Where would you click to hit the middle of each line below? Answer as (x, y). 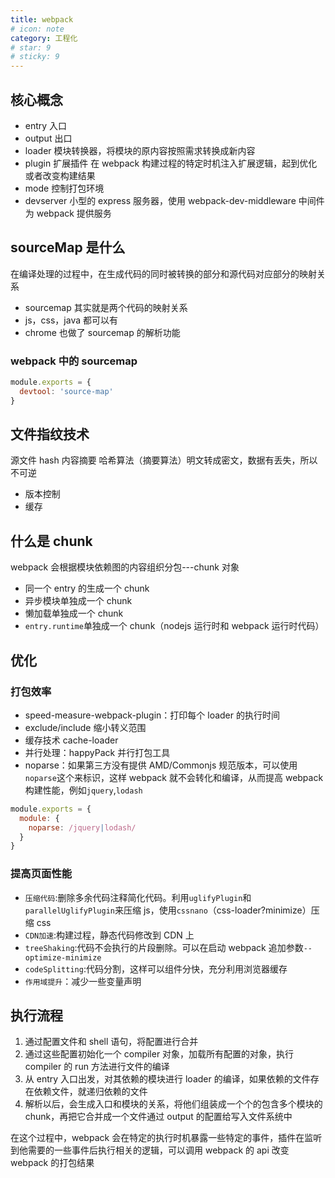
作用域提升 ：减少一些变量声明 (83, 981)
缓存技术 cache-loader (71, 740)
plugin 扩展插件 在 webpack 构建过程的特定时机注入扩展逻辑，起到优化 (171, 163)
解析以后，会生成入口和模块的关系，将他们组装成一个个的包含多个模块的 (173, 1104)
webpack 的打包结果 (52, 1163)
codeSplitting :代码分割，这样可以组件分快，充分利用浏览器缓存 (156, 968)
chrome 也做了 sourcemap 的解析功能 (102, 332)
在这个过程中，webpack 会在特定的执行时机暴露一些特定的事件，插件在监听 (166, 1138)
